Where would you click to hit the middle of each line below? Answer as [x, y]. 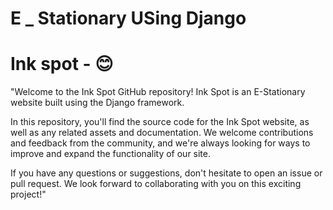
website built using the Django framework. [97, 103]
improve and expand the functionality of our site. [111, 154]
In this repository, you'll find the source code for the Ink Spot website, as [160, 122]
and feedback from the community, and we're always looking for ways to [160, 143]
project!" [28, 194]
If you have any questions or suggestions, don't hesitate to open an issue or [166, 173]
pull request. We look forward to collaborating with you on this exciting [156, 184]
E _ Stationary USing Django [128, 18]
